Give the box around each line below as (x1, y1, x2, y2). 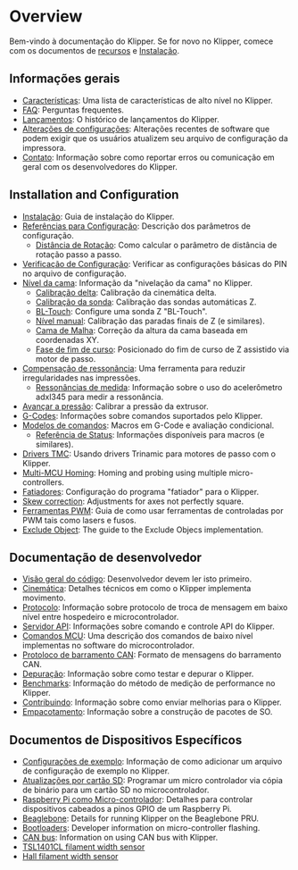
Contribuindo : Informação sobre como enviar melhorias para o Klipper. (21, 697, 283, 707)
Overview (9, 6, 83, 27)
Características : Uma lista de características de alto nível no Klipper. (21, 95, 274, 105)
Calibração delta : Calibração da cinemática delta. (35, 287, 217, 297)
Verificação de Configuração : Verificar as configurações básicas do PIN (21, 258, 287, 269)
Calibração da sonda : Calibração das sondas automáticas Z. (35, 297, 257, 307)
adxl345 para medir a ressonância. (35, 391, 164, 402)
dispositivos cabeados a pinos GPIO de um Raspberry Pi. (21, 804, 232, 815)
